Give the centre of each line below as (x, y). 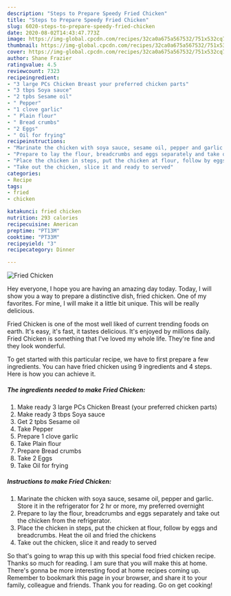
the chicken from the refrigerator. (64, 521)
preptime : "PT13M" (33, 231)
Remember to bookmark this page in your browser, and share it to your (107, 578)
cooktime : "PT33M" (33, 237)
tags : (15, 187)
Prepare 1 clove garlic (48, 436)
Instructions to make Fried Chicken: (59, 481)
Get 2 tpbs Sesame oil (48, 422)
